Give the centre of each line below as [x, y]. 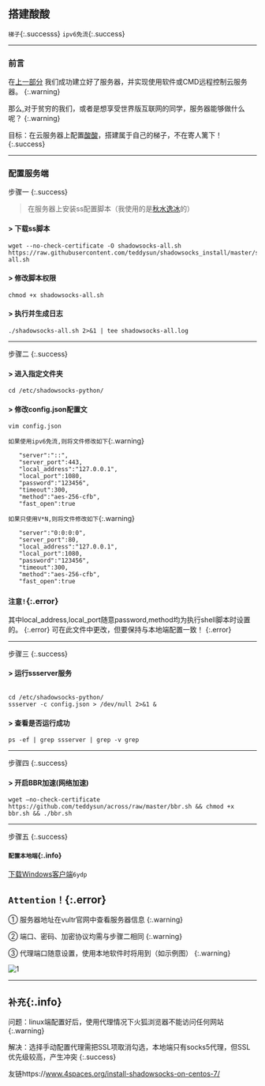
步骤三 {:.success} [38, 654]
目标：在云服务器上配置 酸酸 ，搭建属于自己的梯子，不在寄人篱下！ [115, 135]
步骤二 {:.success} [38, 354]
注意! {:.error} [34, 601]
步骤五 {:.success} [38, 837]
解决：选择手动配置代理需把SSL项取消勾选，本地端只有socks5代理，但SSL [129, 1047]
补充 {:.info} [35, 1002]
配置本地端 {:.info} [35, 855]
